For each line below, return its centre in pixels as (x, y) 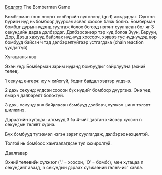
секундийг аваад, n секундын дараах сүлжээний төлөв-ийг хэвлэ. (74, 167)
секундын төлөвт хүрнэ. (30, 124)
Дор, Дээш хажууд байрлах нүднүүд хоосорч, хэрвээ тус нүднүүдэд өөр (81, 37)
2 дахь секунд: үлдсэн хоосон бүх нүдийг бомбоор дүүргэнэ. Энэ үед (78, 90)
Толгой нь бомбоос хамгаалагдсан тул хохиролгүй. (58, 143)
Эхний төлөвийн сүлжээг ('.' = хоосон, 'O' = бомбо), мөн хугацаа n (74, 162)
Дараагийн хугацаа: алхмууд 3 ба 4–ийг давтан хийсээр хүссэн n (73, 119)
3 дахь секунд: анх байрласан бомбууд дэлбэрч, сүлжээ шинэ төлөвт (78, 105)
